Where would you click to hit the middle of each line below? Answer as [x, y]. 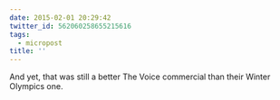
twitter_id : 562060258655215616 [70, 26]
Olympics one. [36, 86]
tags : [19, 34]
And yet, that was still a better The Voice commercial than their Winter [140, 77]
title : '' [28, 51]
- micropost [40, 43]
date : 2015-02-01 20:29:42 [60, 18]
